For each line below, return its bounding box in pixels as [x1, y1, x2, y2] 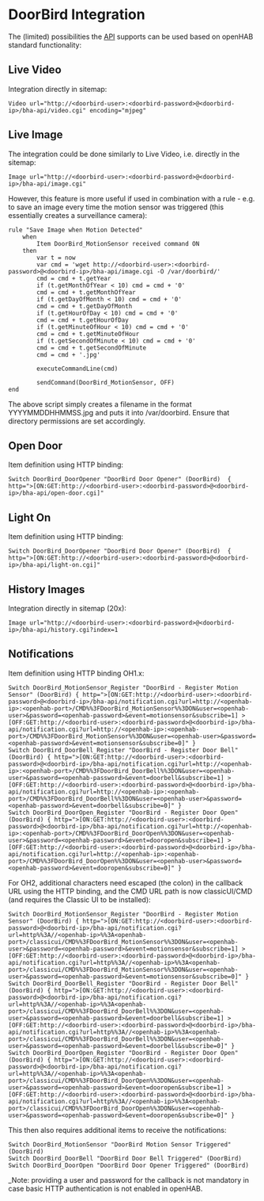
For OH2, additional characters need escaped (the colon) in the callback [8, 878, 243, 887]
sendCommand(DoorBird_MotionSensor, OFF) [36, 378, 175, 386]
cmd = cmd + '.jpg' [36, 350, 101, 358]
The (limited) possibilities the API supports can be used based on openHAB [8, 32, 254, 41]
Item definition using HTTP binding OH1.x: [8, 668, 145, 678]
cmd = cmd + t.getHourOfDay [36, 316, 129, 324]
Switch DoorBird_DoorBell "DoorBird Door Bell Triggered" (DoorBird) [8, 1154, 243, 1162]
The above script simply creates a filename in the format [8, 399, 192, 409]
